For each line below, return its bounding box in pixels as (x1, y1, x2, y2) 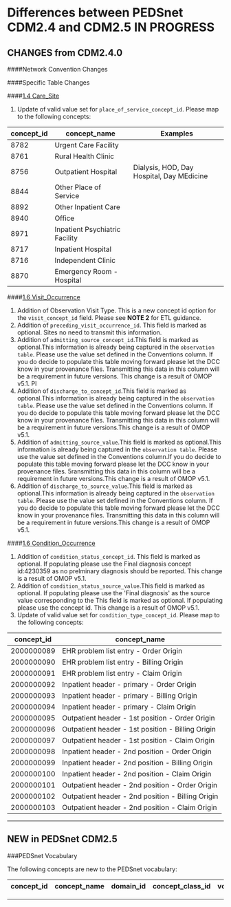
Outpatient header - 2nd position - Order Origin (61, 780, 218, 789)
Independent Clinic (54, 256, 115, 265)
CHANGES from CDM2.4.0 (7, 47, 123, 58)
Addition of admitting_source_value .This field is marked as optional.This (16, 438, 221, 446)
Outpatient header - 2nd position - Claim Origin (61, 803, 218, 812)
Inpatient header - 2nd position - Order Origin (61, 747, 212, 756)
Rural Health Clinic (54, 151, 115, 161)
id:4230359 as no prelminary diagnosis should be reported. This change (16, 567, 223, 575)
